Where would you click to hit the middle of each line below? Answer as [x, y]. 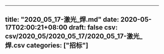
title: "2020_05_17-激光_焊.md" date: [62, 20]
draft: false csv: [93, 27]
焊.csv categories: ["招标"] [47, 45]
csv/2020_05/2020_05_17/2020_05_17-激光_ [74, 36]
